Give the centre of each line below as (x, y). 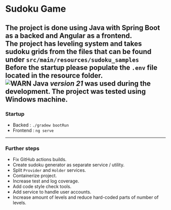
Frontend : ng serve (33, 130)
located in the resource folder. (54, 75)
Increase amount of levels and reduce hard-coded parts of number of (85, 197)
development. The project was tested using (76, 91)
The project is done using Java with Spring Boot (83, 28)
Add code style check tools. (42, 187)
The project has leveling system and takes (74, 44)
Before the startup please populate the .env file (81, 68)
